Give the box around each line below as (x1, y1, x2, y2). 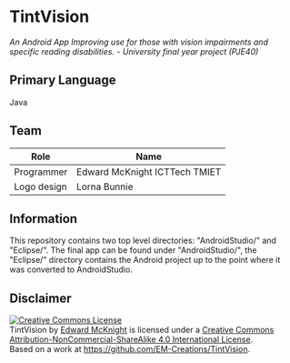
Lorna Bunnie (75, 180, 134, 193)
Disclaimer (9, 290, 72, 306)
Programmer (14, 166, 68, 178)
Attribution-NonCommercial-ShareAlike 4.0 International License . (9, 334, 254, 345)
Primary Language (9, 73, 116, 88)
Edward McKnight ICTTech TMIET (75, 166, 222, 178)
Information (9, 211, 78, 227)
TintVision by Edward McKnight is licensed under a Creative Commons (9, 325, 275, 336)
